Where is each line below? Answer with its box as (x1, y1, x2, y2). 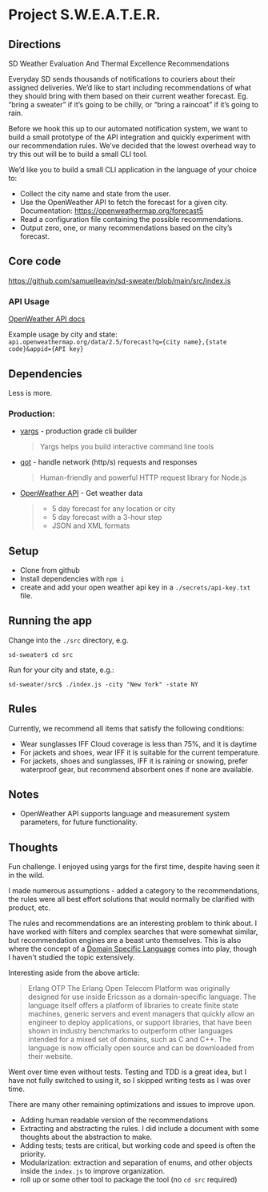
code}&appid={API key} (8, 345, 84, 353)
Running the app (8, 614, 92, 628)
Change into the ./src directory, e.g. (8, 635, 129, 645)
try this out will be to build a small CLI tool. (8, 150, 148, 159)
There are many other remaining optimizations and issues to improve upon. (8, 1100, 256, 1109)
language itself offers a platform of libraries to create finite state (27, 1001, 238, 1010)
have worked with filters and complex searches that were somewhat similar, (8, 927, 258, 936)
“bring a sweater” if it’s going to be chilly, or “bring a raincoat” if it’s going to (8, 100, 258, 109)
